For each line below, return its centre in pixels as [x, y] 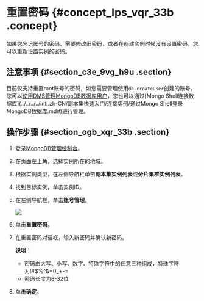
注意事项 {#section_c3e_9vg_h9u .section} [89, 72]
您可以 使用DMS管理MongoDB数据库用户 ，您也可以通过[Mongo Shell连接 [97, 96]
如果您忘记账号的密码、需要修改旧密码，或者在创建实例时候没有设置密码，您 [102, 43]
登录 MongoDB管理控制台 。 [49, 148]
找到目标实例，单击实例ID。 [50, 187]
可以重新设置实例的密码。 [38, 51]
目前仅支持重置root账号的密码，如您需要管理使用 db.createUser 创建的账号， [101, 88]
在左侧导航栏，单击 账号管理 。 [52, 200]
